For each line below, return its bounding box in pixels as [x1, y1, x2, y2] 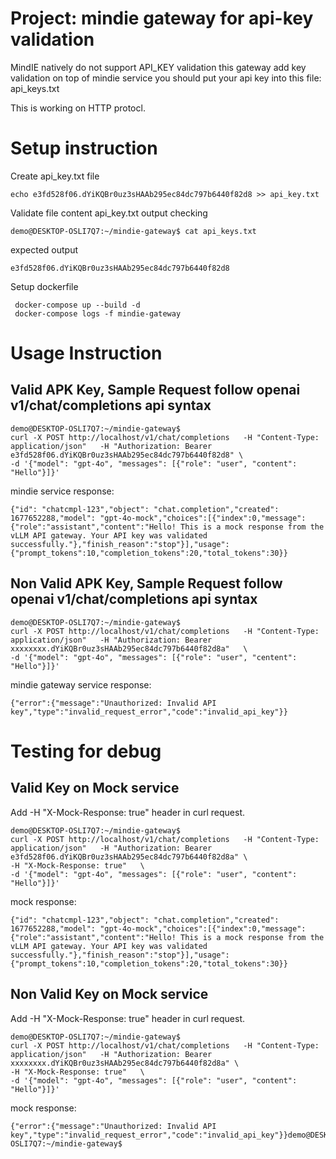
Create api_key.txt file [10, 170, 100, 182]
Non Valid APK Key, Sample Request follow [10, 575, 283, 592]
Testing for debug [10, 740, 162, 762]
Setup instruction [10, 137, 158, 160]
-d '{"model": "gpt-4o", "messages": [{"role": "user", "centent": [10, 652, 298, 662]
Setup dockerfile [10, 280, 79, 292]
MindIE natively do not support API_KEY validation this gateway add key [10, 61, 307, 73]
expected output [10, 243, 79, 256]
